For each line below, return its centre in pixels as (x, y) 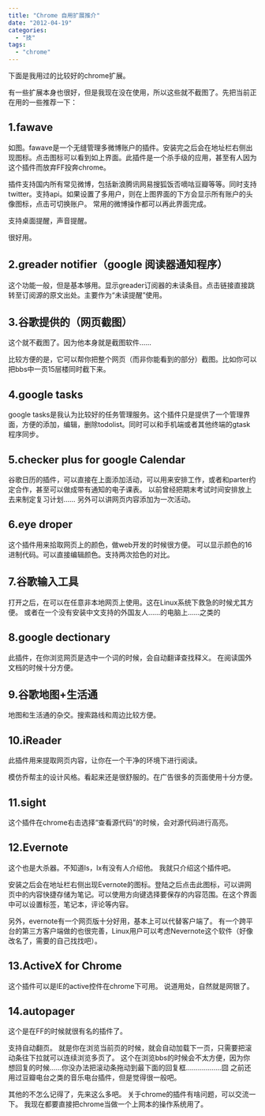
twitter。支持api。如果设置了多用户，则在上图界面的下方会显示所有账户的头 (131, 193)
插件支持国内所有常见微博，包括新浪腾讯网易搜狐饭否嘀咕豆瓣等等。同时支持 (132, 184)
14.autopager (42, 1011)
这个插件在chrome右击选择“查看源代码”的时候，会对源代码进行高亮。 (120, 822)
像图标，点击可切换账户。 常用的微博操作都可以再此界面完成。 (109, 204)
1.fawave (31, 127)
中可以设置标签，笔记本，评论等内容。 (70, 904)
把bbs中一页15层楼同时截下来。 (59, 369)
